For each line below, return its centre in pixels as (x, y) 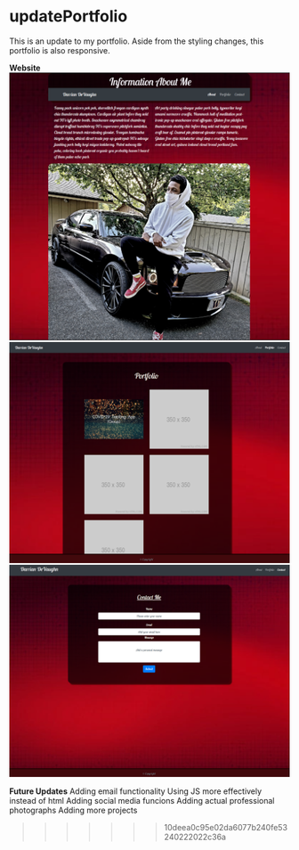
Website (25, 68)
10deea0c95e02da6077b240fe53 (226, 827)
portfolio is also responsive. (60, 50)
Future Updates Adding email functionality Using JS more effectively (136, 791)
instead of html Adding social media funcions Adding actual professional (142, 800)
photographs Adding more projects (73, 810)
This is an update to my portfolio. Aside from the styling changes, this (137, 41)
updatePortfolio (69, 16)
